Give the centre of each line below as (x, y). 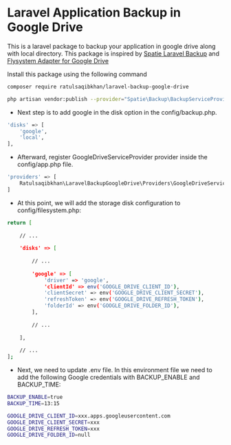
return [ (20, 223)
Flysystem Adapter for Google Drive (58, 60)
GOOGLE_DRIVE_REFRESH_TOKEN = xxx (53, 429)
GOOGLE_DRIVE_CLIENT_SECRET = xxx (53, 422)
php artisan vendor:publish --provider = (66, 99)
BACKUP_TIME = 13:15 (33, 403)
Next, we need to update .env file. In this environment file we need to (115, 370)
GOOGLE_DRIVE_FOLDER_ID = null (49, 435)
